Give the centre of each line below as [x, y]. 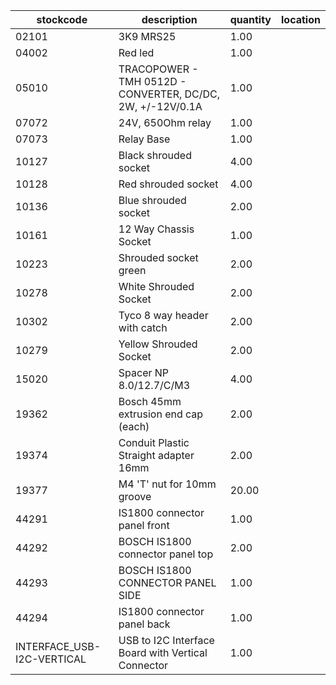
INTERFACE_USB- [58, 646]
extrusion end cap [161, 414]
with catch [143, 327]
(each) [134, 426]
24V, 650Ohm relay [165, 122]
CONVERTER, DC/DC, [169, 94]
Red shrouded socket [168, 184]
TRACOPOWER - [158, 69]
